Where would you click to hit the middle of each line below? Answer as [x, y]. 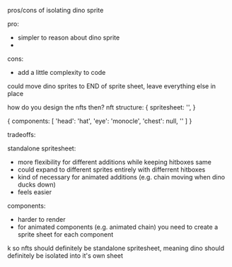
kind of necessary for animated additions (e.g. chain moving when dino [121, 177]
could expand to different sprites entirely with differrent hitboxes [111, 170]
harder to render [41, 219]
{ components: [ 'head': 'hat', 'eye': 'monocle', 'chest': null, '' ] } [100, 121]
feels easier [34, 192]
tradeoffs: [22, 135]
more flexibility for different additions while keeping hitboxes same [115, 162]
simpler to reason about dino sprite [69, 37]
